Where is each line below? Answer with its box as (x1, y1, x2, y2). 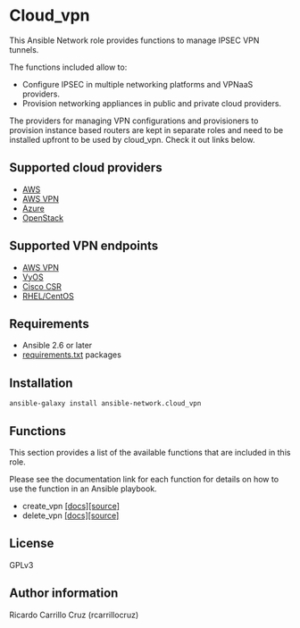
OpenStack (21, 212, 64, 223)
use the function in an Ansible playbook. (9, 483, 158, 494)
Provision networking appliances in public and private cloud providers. (21, 97, 282, 108)
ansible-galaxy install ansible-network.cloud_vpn (9, 399, 202, 408)
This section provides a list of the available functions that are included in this (9, 448, 291, 457)
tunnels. (9, 44, 39, 54)
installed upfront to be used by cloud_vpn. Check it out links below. (9, 134, 255, 145)
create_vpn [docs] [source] (21, 501, 121, 511)
